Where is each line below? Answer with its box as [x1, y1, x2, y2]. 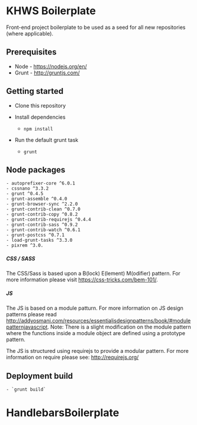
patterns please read [6, 311, 57, 318]
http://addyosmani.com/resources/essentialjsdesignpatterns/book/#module [6, 317, 191, 325]
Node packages [6, 164, 66, 175]
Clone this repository [14, 102, 66, 109]
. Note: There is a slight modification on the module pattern [47, 323, 191, 330]
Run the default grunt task [14, 136, 79, 143]
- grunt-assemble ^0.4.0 [6, 196, 67, 202]
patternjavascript [6, 323, 48, 330]
